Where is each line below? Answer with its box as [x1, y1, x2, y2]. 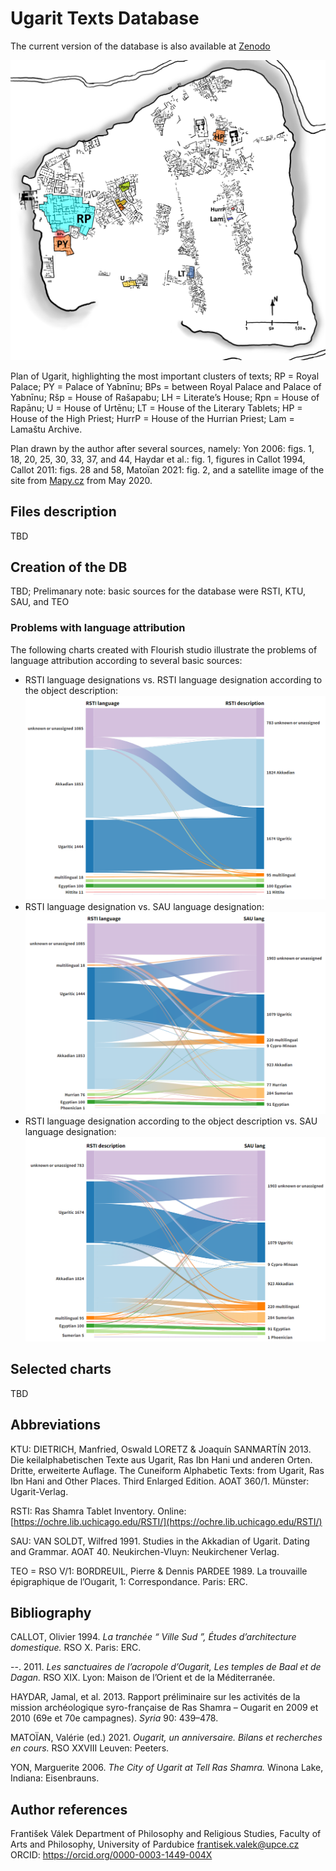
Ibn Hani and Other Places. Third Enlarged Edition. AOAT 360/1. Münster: [10, 1475, 310, 1487]
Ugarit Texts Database [10, 7, 200, 30]
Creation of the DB [10, 559, 128, 576]
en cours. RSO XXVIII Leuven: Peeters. [10, 1742, 170, 1754]
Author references [10, 1801, 128, 1818]
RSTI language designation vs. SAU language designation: [24, 900, 265, 912]
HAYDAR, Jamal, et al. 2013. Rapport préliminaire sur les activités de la [10, 1691, 301, 1703]
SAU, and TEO [10, 596, 70, 608]
